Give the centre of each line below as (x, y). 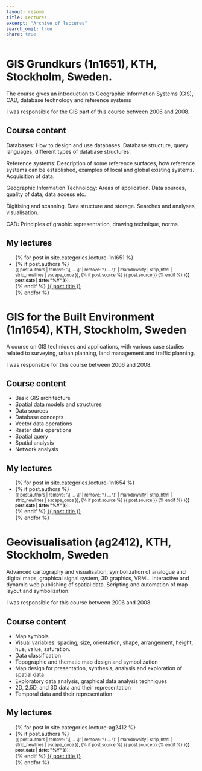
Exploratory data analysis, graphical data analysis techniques (91, 681)
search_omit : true (29, 29)
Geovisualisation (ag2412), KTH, (89, 542)
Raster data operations (43, 430)
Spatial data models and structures (58, 404)
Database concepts (39, 417)
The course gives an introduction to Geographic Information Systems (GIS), (100, 94)
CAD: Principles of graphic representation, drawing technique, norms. (93, 224)
